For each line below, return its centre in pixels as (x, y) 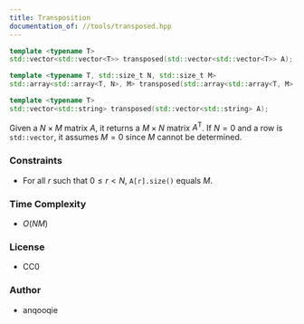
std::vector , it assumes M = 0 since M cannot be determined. (126, 138)
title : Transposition (50, 18)
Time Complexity (48, 204)
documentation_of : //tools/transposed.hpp (90, 26)
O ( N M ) (35, 224)
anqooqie (40, 310)
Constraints (36, 161)
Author (25, 291)
